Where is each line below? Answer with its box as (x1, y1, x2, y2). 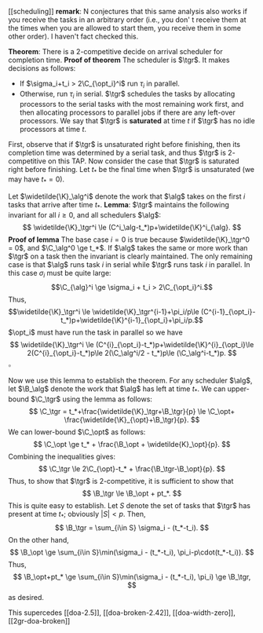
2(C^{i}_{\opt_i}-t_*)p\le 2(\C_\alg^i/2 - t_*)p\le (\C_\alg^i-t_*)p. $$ (27, 348, 237, 357)
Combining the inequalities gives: (8, 452, 116, 461)
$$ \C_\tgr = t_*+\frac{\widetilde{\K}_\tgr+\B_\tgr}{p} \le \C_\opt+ (28, 406, 236, 415)
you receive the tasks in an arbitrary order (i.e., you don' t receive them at (8, 15, 247, 24)
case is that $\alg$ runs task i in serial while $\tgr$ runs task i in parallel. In (8, 259, 250, 269)
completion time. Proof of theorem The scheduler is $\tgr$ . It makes (8, 55, 230, 64)
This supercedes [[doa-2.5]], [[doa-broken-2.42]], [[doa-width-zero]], (8, 608, 236, 617)
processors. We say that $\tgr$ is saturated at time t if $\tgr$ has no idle (19, 115, 255, 125)
